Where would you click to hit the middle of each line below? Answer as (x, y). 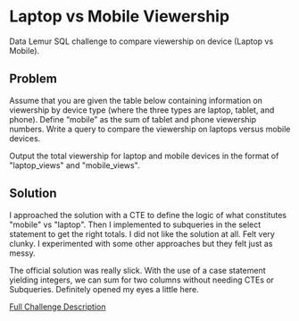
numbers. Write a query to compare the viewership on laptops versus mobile (150, 129)
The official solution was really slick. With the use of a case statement (137, 270)
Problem (33, 79)
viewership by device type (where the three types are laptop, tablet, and (142, 110)
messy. (22, 253)
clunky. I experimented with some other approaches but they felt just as (141, 243)
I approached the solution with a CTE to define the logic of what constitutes (148, 215)
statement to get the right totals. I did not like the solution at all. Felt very (142, 233)
